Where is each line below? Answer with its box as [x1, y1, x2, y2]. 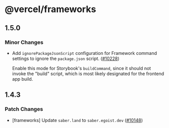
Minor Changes [5, 39, 44, 46]
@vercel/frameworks [5, 4, 97, 15]
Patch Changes [5, 106, 44, 113]
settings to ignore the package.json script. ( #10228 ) [12, 55, 120, 61]
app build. [12, 76, 33, 82]
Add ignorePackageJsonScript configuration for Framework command [12, 50, 157, 56]
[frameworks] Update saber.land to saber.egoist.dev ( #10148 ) [12, 117, 143, 123]
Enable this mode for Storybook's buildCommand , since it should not [12, 65, 151, 71]
